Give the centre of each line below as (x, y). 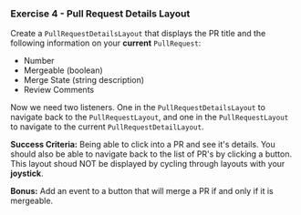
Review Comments (59, 90)
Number (39, 61)
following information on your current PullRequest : (106, 43)
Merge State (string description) (84, 80)
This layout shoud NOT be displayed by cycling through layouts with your (148, 164)
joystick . (27, 174)
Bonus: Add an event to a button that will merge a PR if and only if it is (142, 191)
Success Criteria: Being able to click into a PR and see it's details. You (143, 145)
